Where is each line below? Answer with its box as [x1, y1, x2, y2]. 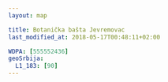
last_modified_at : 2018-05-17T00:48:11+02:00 [8, 33, 160, 41]
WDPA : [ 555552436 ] [8, 47, 69, 55]
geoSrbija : [8, 54, 44, 63]
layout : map [8, 11, 47, 20]
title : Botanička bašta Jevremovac [8, 25, 125, 34]
